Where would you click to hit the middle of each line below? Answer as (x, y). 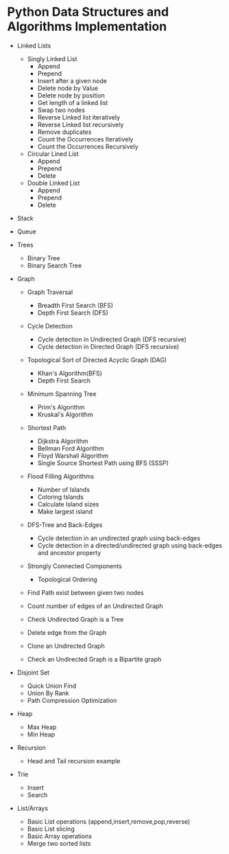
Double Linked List (53, 183)
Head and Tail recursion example (74, 761)
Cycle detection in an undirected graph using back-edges (119, 538)
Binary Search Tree (55, 265)
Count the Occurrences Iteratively (85, 139)
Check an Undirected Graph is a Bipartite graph (94, 659)
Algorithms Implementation (87, 26)
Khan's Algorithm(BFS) (70, 373)
